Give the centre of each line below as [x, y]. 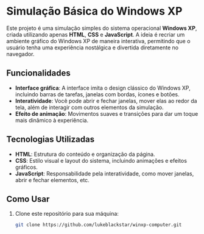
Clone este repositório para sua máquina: [67, 214]
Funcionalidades [39, 73]
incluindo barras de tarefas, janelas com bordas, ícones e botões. [97, 94]
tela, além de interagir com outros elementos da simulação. [90, 107]
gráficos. [26, 167]
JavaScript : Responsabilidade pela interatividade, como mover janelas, [104, 173]
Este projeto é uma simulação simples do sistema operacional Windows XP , [102, 28]
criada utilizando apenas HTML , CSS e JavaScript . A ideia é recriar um [96, 34]
